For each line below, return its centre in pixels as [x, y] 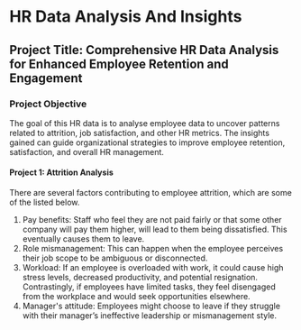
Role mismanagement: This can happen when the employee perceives [153, 249]
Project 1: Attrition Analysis [62, 172]
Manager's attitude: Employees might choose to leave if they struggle [151, 306]
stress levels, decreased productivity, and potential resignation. [140, 278]
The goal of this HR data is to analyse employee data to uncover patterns [145, 123]
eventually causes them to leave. [83, 239]
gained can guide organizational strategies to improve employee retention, [147, 142]
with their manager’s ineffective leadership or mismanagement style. [150, 316]
